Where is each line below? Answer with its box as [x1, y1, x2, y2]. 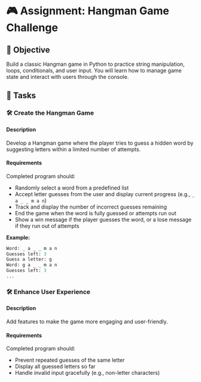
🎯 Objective [6, 45, 50, 55]
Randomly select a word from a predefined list [14, 184, 129, 191]
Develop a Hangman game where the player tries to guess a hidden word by [6, 139, 194, 146]
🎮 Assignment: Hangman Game [6, 4, 169, 18]
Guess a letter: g [6, 256, 52, 262]
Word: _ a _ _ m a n [6, 245, 58, 251]
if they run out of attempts [14, 222, 80, 230]
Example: [6, 234, 31, 241]
